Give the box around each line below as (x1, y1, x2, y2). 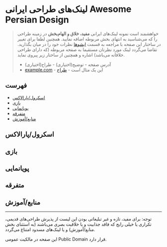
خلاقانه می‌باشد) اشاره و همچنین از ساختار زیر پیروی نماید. (17, 51, 125, 58)
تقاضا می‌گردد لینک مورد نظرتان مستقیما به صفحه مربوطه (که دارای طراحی (17, 46, 158, 52)
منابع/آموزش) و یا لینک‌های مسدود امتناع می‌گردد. (5, 227, 95, 233)
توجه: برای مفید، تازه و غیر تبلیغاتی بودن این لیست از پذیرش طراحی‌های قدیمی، (5, 216, 152, 222)
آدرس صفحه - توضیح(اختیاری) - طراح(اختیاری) (24, 61, 111, 67)
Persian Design (5, 14, 69, 25)
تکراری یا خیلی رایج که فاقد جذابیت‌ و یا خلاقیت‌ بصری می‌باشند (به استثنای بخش (5, 221, 152, 228)
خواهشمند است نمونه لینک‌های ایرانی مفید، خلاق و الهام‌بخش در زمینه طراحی (17, 30, 159, 36)
